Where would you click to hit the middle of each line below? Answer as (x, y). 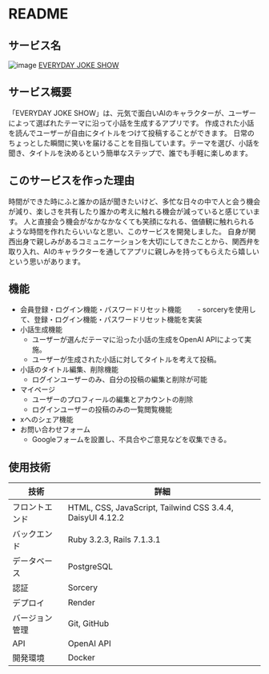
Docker (82, 658)
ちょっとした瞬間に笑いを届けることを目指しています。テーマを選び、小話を (134, 143)
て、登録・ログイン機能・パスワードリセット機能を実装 (111, 320)
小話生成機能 (41, 329)
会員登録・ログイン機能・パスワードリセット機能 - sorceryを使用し (138, 309)
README (38, 14)
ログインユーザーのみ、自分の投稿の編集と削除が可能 (120, 380)
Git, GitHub (88, 624)
